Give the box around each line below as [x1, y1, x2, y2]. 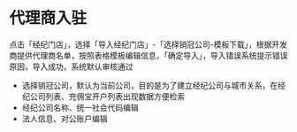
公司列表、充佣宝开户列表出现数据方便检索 [29, 90, 186, 102]
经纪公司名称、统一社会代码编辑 [21, 102, 139, 113]
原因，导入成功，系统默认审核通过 [9, 61, 133, 72]
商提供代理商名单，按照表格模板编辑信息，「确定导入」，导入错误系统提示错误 [9, 50, 288, 60]
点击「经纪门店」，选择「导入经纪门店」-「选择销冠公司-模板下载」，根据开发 [9, 39, 287, 50]
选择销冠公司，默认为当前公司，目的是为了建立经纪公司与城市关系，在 [21, 80, 278, 90]
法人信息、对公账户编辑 [21, 113, 108, 124]
